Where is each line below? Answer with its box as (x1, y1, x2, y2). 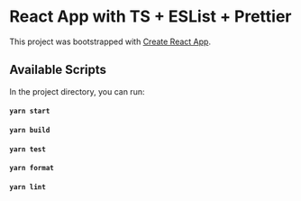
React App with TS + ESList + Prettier (9, 6, 292, 27)
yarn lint (9, 182, 47, 191)
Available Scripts (9, 62, 106, 78)
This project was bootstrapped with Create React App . (9, 36, 212, 47)
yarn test (9, 144, 47, 154)
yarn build (9, 125, 50, 134)
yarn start (9, 106, 50, 116)
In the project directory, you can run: (9, 86, 145, 96)
